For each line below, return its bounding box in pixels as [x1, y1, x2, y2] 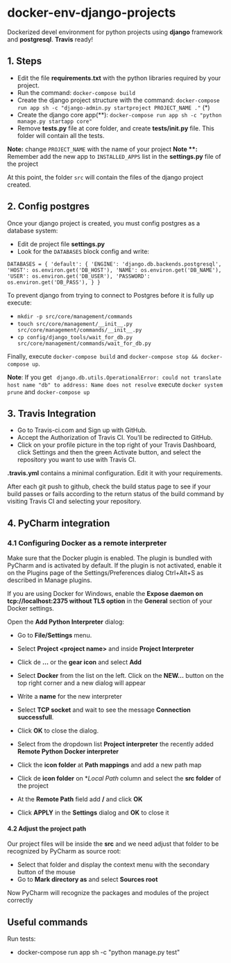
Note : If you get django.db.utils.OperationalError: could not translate [7, 373, 222, 381]
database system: [7, 226, 58, 235]
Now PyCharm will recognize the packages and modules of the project [7, 889, 209, 897]
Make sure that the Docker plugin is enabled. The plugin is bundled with [7, 554, 213, 563]
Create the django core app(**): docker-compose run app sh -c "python [17, 110, 222, 119]
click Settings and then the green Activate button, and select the [17, 448, 201, 457]
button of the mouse [17, 868, 76, 876]
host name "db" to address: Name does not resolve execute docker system [7, 380, 223, 389]
